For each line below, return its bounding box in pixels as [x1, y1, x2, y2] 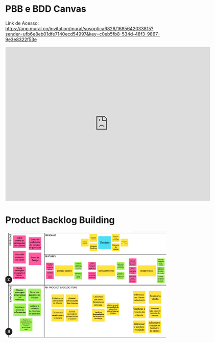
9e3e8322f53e [5, 36, 37, 43]
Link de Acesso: [5, 20, 39, 26]
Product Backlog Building [5, 214, 115, 226]
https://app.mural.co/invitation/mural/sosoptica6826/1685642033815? [5, 25, 154, 31]
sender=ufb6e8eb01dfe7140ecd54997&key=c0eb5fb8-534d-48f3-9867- [5, 31, 160, 37]
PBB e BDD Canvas [5, 3, 87, 15]
